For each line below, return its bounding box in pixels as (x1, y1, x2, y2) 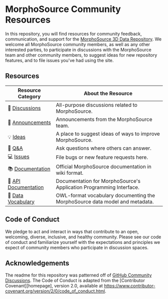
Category (17, 93, 41, 100)
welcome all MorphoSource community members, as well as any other (5, 41, 150, 47)
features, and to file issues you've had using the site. (5, 57, 114, 63)
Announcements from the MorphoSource (55, 116, 152, 123)
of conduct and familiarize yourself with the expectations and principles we (5, 239, 160, 245)
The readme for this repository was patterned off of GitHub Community (5, 272, 152, 278)
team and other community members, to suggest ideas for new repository (5, 52, 157, 58)
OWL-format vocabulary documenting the (55, 192, 155, 199)
